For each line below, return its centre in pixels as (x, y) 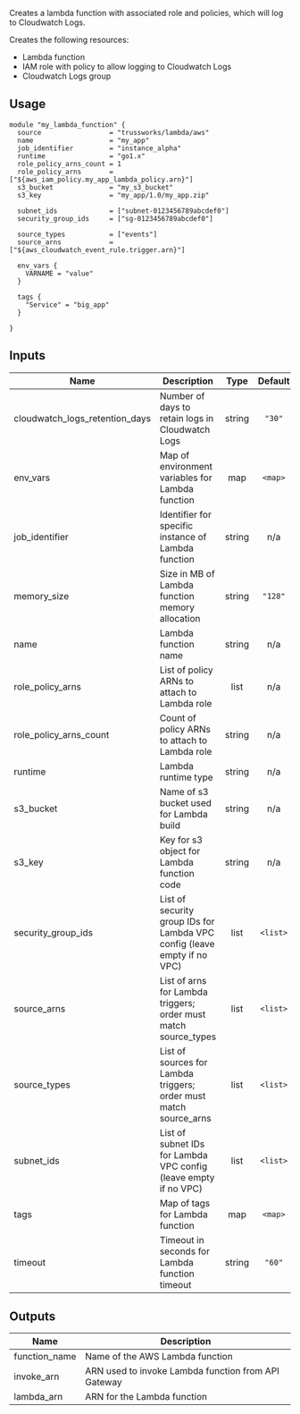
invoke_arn (37, 1376)
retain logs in (187, 418)
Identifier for (185, 514)
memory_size (42, 596)
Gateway (103, 1383)
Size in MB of (187, 573)
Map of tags (185, 1203)
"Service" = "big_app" (67, 305)
